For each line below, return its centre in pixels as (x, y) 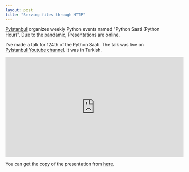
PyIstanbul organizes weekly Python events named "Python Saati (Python (83, 29)
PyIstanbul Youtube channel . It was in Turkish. (54, 50)
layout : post (19, 10)
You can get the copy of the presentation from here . (60, 164)
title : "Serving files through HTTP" (45, 15)
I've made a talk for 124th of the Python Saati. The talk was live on (75, 44)
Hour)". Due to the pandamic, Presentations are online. (63, 35)
